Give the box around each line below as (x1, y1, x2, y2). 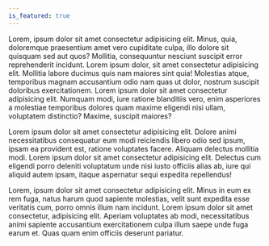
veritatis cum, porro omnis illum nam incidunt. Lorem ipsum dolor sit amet (8, 202, 253, 212)
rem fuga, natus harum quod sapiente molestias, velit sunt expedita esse (8, 194, 250, 203)
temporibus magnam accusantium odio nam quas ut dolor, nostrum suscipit (8, 77, 260, 86)
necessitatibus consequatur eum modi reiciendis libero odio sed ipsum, (8, 135, 246, 145)
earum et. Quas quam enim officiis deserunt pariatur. (8, 227, 184, 238)
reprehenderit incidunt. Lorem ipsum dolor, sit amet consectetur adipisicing (8, 60, 258, 69)
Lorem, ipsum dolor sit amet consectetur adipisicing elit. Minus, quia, (8, 34, 237, 44)
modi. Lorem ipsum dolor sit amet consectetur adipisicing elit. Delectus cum (8, 152, 261, 162)
